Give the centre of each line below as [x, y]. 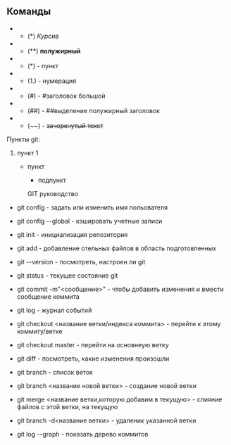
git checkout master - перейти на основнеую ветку [93, 344]
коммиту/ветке [39, 331]
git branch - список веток [55, 372]
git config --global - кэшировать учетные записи [89, 221]
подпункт [52, 180]
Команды [29, 12]
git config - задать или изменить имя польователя [92, 207]
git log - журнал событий [54, 310]
